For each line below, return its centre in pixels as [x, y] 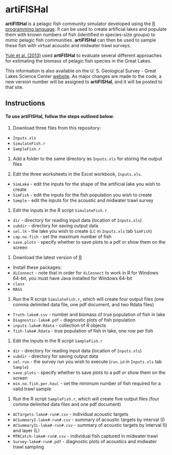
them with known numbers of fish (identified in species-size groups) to [80, 34]
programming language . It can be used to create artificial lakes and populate [86, 29]
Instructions [25, 103]
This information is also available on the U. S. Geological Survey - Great [81, 71]
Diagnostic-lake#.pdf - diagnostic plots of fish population [74, 320]
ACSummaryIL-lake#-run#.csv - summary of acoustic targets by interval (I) [90, 425]
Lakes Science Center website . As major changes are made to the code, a [83, 76]
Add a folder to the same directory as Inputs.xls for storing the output [88, 159]
